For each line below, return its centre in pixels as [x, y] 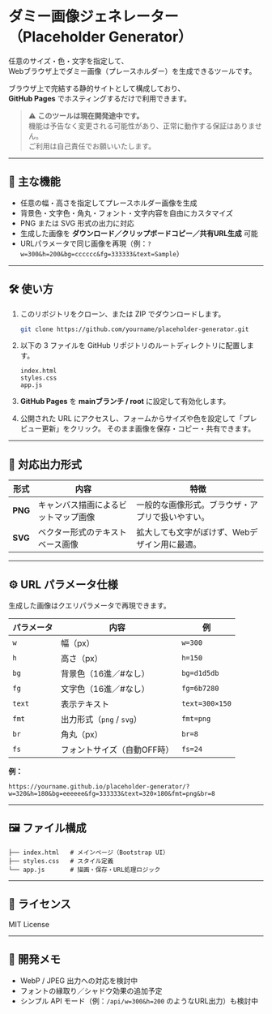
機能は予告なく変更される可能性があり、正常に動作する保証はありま [141, 126]
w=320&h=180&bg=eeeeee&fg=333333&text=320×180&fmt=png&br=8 [112, 794]
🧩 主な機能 [34, 182]
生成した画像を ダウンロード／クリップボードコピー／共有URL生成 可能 [139, 233]
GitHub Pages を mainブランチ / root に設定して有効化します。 [125, 402]
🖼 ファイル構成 [47, 828]
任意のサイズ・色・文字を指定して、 [68, 61]
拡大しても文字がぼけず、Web [193, 532]
